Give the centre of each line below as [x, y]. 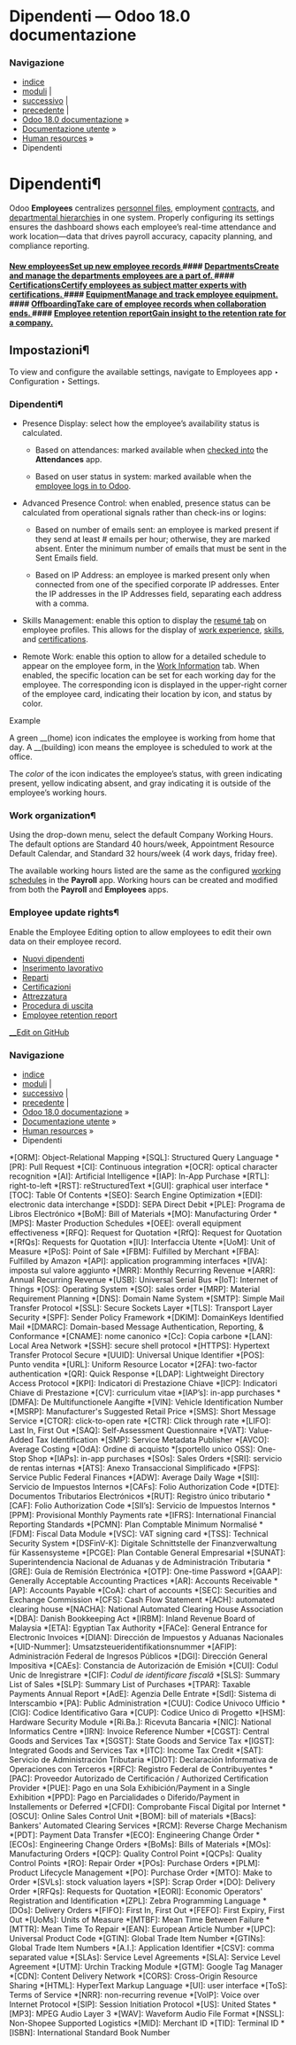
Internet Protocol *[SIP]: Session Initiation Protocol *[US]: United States [140, 2004]
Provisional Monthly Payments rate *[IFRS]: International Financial [156, 1515]
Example [25, 721]
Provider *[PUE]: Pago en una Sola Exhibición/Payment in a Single [129, 1788]
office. [21, 757]
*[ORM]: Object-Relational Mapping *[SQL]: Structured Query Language [141, 1158]
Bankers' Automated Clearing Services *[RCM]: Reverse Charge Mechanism [148, 1825]
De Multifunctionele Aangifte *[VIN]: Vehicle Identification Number [162, 1402]
